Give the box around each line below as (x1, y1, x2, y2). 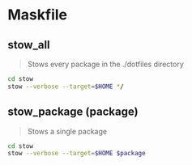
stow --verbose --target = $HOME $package (7, 150, 147, 158)
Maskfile (7, 6, 68, 24)
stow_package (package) (7, 105, 139, 119)
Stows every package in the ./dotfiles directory (27, 59, 184, 69)
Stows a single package (27, 126, 107, 136)
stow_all (7, 38, 50, 52)
